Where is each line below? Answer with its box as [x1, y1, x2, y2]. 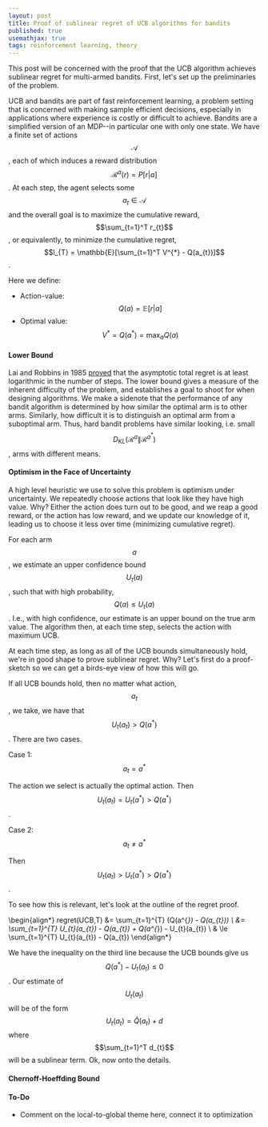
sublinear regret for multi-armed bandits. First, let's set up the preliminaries [8, 72, 257, 82]
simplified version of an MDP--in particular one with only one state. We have [8, 122, 260, 132]
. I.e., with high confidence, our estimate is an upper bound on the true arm [8, 614, 256, 623]
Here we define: [8, 275, 62, 285]
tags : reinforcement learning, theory [8, 42, 138, 50]
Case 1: [8, 749, 33, 759]
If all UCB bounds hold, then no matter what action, [8, 679, 178, 688]
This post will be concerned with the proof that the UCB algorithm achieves [8, 63, 257, 73]
